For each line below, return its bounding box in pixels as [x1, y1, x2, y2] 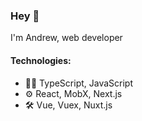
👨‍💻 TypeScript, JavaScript [24, 77, 134, 89]
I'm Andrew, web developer [10, 32, 123, 44]
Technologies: [10, 54, 72, 66]
